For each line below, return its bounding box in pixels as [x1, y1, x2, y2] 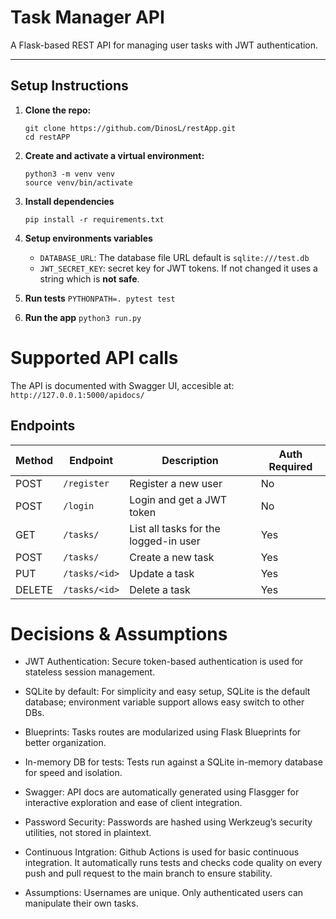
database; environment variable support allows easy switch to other [24, 696, 305, 708]
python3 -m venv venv [24, 169, 115, 179]
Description [161, 453, 219, 467]
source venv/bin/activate [24, 177, 133, 188]
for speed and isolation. [24, 767, 123, 779]
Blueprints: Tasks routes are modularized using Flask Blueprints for [24, 726, 302, 738]
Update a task [129, 566, 195, 580]
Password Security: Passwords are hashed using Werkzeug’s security [24, 816, 313, 828]
